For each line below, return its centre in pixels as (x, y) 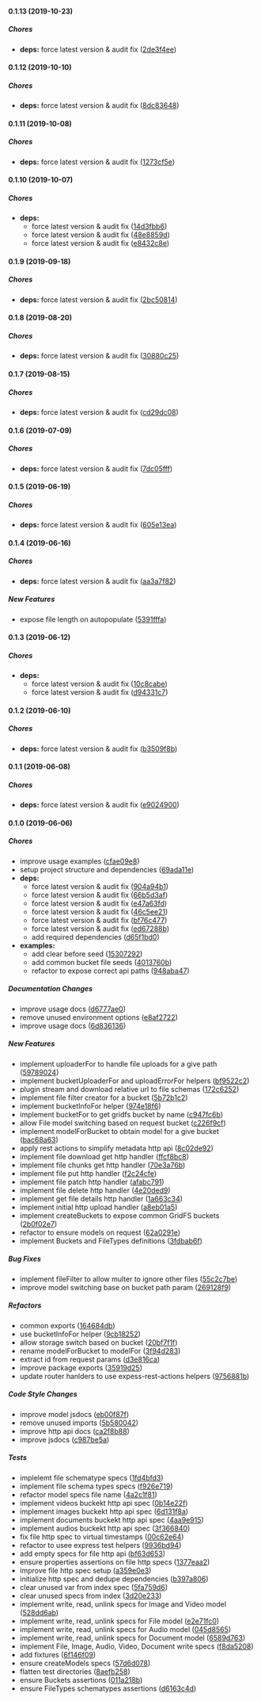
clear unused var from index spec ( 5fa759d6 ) (94, 1587)
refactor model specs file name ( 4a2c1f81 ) (89, 1494)
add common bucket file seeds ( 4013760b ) (102, 962)
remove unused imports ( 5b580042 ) (79, 1423)
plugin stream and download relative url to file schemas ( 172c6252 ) (129, 1089)
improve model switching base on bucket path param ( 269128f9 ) (125, 1287)
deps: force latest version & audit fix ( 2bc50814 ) (98, 299)
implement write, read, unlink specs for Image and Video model (123, 1604)
